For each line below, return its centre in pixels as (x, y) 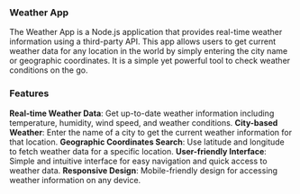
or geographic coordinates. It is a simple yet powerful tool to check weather (150, 61)
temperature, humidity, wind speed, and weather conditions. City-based (144, 122)
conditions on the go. (49, 70)
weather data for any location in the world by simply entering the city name (149, 51)
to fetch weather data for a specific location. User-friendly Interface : (138, 151)
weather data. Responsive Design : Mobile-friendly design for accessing (143, 170)
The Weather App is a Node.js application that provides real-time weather (146, 32)
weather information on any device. (75, 180)
